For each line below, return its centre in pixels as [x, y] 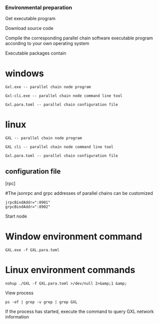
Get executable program [30, 19]
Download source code [29, 28]
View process [19, 293]
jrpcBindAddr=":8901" [28, 202]
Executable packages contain [36, 53]
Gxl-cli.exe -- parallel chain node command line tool [64, 96]
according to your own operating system [47, 43]
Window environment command [74, 237]
